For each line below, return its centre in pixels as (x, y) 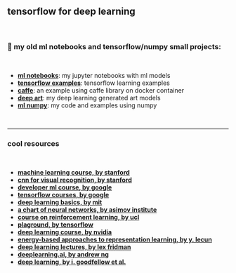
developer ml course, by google (65, 187)
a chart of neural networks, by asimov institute (87, 210)
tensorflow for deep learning (71, 12)
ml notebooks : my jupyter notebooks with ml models (94, 76)
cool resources (33, 144)
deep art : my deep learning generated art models (89, 98)
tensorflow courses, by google (63, 195)
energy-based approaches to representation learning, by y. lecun (114, 240)
